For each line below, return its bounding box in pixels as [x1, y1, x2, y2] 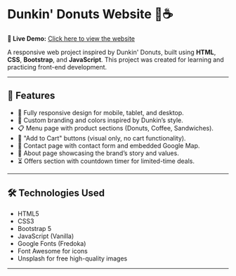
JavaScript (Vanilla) [17, 232, 74, 240]
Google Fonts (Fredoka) [17, 239, 86, 247]
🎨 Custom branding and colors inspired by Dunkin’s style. [17, 116, 184, 124]
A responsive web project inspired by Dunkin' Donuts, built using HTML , [7, 48, 216, 56]
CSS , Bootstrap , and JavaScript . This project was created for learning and [7, 55, 225, 64]
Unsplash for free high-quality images [17, 254, 128, 263]
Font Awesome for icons [17, 247, 88, 255]
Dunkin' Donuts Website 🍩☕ [7, 6, 173, 22]
